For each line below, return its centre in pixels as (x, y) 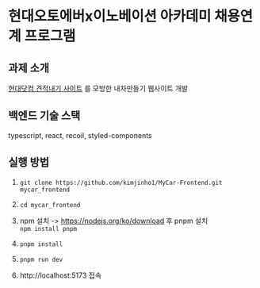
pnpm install (41, 244)
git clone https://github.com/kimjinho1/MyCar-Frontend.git (121, 182)
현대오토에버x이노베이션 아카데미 (110, 16)
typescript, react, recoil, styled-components (80, 135)
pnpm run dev (41, 259)
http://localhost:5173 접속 (60, 275)
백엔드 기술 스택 (44, 116)
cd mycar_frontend (50, 205)
